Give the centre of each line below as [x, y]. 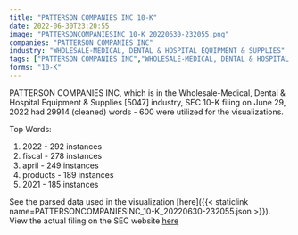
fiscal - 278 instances [62, 155]
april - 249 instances [61, 165]
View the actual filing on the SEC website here [94, 221]
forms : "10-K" [36, 68]
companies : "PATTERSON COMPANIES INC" [81, 42]
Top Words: [30, 129]
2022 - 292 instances [62, 146]
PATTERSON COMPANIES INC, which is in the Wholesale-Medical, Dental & [147, 92]
